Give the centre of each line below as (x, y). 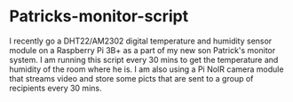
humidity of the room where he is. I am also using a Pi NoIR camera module (146, 69)
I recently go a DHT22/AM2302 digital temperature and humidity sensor (141, 41)
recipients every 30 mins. (55, 88)
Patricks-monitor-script (99, 16)
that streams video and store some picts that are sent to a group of (131, 78)
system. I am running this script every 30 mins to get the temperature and (144, 59)
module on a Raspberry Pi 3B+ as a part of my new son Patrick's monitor (143, 50)
